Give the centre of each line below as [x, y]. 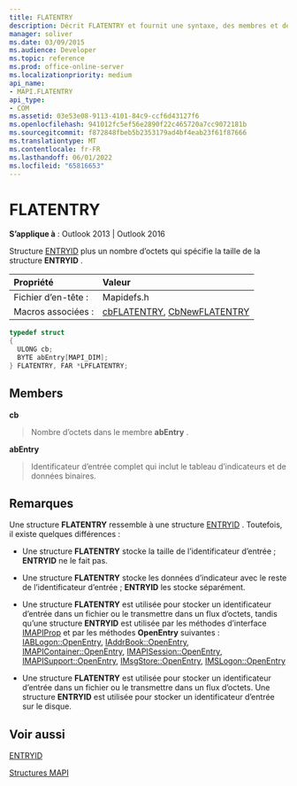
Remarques [42, 503]
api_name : [27, 83]
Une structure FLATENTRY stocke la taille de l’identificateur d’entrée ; [149, 551]
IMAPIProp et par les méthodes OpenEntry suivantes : [121, 633]
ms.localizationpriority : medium [71, 75]
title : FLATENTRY [41, 17]
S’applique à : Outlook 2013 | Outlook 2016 [88, 234]
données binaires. [64, 476]
